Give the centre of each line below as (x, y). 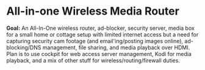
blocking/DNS (24, 47)
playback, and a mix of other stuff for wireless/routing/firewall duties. (93, 60)
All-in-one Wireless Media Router (93, 11)
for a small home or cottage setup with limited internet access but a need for (103, 34)
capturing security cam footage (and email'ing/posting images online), (95, 41)
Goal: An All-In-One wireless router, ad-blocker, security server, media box (101, 28)
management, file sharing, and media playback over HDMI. (116, 47)
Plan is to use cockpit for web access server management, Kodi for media (99, 54)
